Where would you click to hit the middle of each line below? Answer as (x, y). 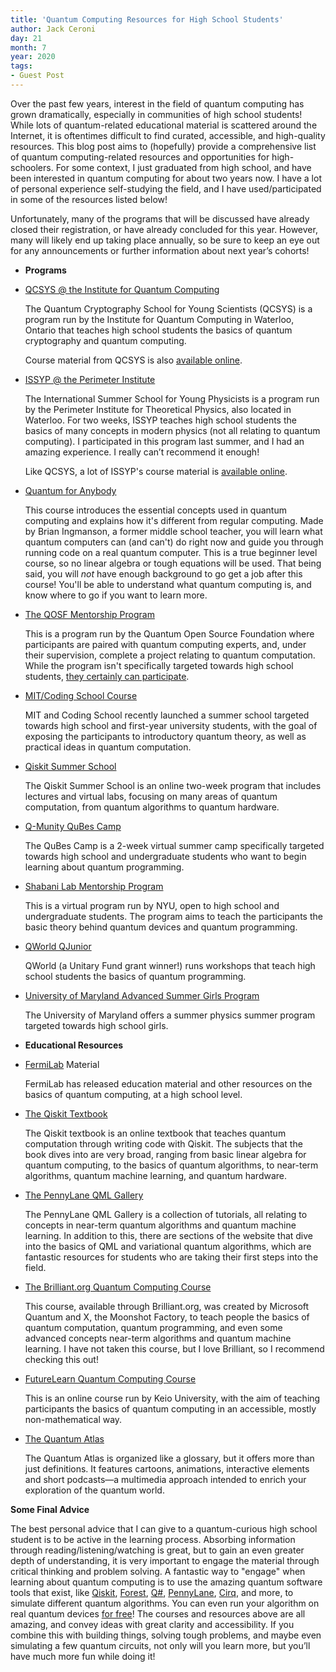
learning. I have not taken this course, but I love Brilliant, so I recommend (174, 1348)
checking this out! (61, 1359)
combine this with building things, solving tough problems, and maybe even (166, 1635)
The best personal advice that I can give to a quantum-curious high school (164, 1528)
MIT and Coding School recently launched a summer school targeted (167, 715)
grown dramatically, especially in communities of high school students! (156, 114)
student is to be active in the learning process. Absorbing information (153, 1539)
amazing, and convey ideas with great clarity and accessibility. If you (152, 1624)
